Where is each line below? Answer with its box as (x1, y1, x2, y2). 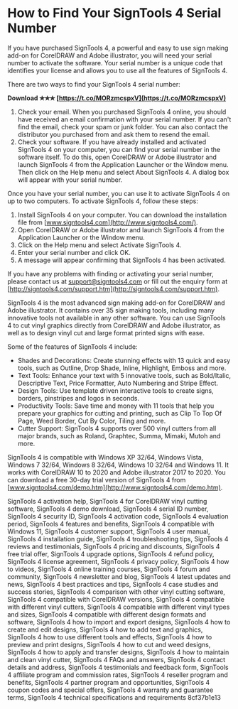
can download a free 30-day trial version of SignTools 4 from (7, 475, 186, 484)
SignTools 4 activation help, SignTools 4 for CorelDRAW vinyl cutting (7, 497, 207, 505)
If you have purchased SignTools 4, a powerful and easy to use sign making (7, 43, 229, 52)
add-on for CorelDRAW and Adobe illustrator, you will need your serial (7, 51, 212, 60)
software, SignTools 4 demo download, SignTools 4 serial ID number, (7, 504, 209, 513)
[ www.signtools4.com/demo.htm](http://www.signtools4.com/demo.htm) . (7, 483, 223, 492)
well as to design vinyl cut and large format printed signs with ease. (7, 328, 205, 337)
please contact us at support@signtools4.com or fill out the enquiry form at (7, 277, 228, 286)
